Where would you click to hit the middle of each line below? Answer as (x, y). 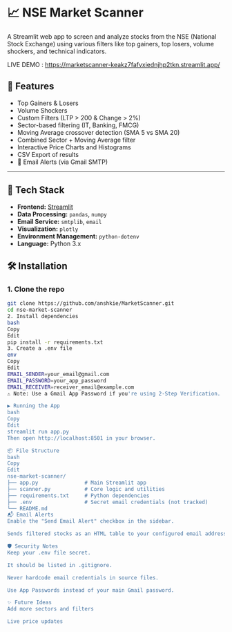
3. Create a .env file (40, 348)
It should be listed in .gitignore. (60, 565)
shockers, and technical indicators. (57, 51)
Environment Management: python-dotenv (78, 236)
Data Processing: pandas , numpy (62, 214)
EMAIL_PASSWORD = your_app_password (57, 380)
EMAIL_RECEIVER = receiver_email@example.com (71, 387)
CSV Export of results (48, 154)
